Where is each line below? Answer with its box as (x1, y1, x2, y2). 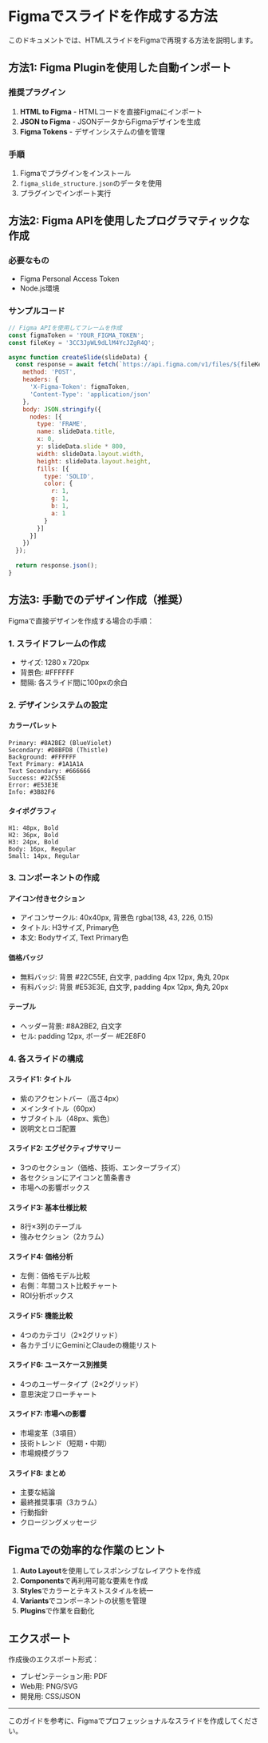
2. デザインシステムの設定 (8, 699, 108, 711)
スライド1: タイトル (8, 1074, 72, 1084)
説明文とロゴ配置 (19, 1124, 77, 1133)
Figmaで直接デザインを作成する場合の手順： (8, 615, 155, 625)
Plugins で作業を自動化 (19, 1606, 95, 1616)
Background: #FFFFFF (8, 753, 77, 761)
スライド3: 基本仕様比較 (8, 1202, 88, 1212)
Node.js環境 (19, 283, 60, 293)
